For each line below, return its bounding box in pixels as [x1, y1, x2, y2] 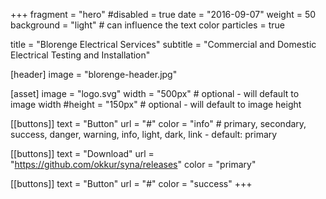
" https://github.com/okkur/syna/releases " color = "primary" [10, 159, 257, 170]
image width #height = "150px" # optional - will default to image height [10, 99, 302, 110]
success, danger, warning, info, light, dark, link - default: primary [10, 129, 278, 140]
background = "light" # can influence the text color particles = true [10, 19, 285, 31]
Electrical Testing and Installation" [10, 49, 151, 61]
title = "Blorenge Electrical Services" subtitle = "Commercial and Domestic [10, 39, 317, 50]
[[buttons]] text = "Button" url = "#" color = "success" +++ [10, 178, 253, 189]
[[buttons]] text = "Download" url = [10, 148, 155, 159]
